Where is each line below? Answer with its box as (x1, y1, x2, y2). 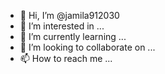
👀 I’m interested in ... (19, 20, 105, 32)
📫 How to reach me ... (19, 53, 113, 64)
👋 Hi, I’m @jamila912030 (19, 10, 120, 21)
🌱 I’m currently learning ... (19, 31, 127, 42)
